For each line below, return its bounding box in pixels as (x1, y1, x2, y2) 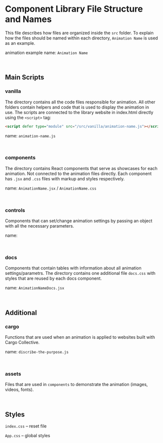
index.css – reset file (5, 423, 47, 429)
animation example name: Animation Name (5, 50, 88, 56)
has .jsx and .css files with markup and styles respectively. (5, 175, 125, 181)
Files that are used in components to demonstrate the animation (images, (5, 382, 148, 387)
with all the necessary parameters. (5, 223, 74, 229)
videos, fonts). (5, 386, 34, 393)
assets (5, 370, 21, 377)
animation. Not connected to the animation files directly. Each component (5, 171, 152, 176)
